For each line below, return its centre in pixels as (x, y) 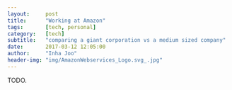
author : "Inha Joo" (42, 54)
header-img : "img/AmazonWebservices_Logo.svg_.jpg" (85, 60)
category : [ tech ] (36, 34)
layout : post (33, 14)
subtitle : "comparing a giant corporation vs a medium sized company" (117, 40)
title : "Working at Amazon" (57, 21)
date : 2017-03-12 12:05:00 (57, 47)
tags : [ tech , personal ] (52, 27)
